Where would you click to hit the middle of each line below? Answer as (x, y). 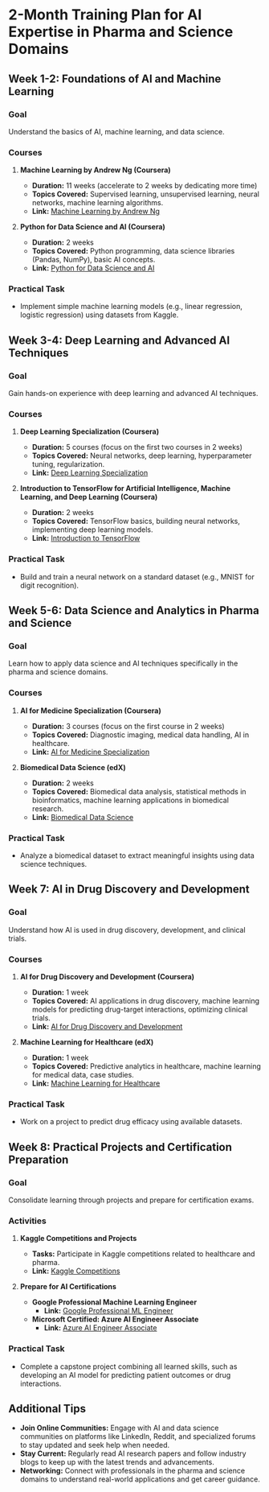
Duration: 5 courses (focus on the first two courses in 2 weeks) (137, 447)
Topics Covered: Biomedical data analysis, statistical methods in (139, 791)
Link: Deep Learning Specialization (90, 473)
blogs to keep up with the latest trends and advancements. (117, 1462)
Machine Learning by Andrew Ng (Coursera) (95, 170)
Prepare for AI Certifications (68, 1287)
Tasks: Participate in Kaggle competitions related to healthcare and (143, 1254)
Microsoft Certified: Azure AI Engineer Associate (115, 1319)
